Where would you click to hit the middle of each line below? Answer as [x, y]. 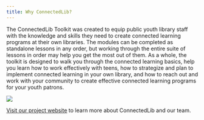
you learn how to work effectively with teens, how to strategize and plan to [100, 68]
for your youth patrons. [35, 87]
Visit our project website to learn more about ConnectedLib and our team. [99, 110]
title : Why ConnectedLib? [39, 12]
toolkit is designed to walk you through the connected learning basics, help [100, 61]
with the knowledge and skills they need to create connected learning [94, 35]
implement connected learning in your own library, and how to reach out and [102, 74]
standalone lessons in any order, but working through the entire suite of [96, 48]
